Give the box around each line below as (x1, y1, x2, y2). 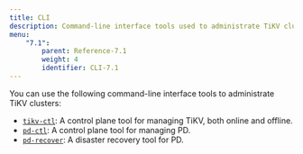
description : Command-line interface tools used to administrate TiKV (9, 22, 280, 31)
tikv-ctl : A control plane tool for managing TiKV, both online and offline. (22, 114, 293, 126)
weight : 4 (41, 55, 78, 64)
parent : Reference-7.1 (41, 47, 127, 56)
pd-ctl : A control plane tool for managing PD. (22, 124, 191, 135)
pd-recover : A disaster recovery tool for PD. (22, 134, 185, 145)
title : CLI (9, 13, 50, 23)
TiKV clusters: (9, 97, 61, 108)
